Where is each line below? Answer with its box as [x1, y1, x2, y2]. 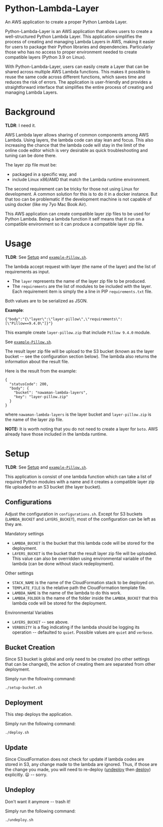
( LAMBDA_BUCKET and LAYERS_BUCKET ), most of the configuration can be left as [5, 516, 156, 522]
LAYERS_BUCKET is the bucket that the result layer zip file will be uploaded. [12, 550, 157, 556]
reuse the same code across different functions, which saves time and [5, 74, 146, 80]
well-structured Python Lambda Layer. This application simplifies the [5, 34, 142, 39]
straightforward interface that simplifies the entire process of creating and [5, 84, 153, 90]
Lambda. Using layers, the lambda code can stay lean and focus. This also [5, 137, 154, 143]
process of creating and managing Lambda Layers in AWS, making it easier [5, 38, 155, 44]
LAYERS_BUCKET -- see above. [12, 619, 69, 624]
